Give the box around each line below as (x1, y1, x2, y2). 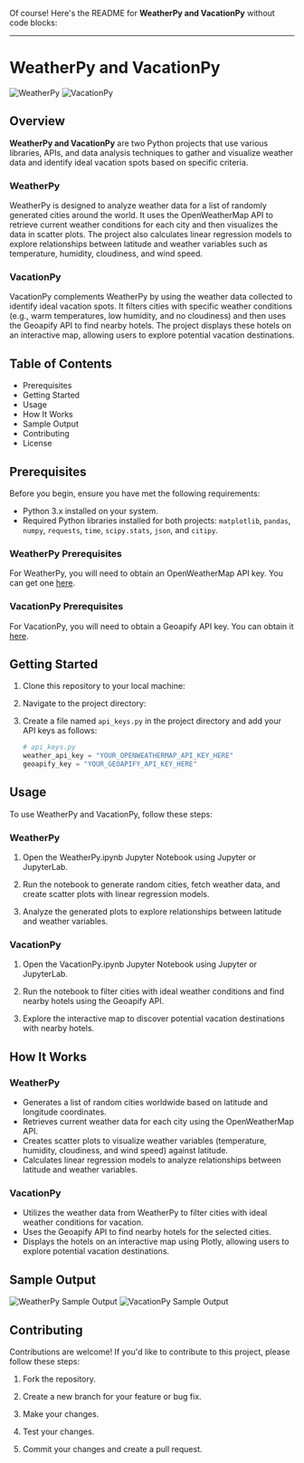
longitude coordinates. (22, 1106, 107, 1117)
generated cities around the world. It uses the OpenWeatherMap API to (9, 210, 274, 221)
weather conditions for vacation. (22, 1217, 144, 1228)
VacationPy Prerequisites (9, 600, 124, 613)
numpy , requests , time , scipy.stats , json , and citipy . (22, 524, 219, 535)
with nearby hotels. (22, 1023, 95, 1034)
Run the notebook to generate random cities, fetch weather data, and (22, 879, 280, 890)
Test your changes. (22, 1426, 95, 1438)
